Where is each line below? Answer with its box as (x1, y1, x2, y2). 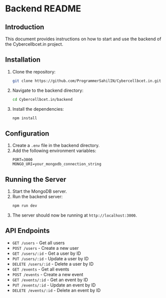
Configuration (5, 129, 50, 138)
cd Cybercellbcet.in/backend (12, 97, 73, 102)
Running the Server (5, 175, 66, 184)
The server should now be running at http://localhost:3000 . (12, 212, 137, 218)
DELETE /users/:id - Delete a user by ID (12, 261, 94, 267)
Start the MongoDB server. (12, 188, 67, 194)
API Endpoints (5, 226, 50, 235)
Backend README (5, 3, 81, 14)
